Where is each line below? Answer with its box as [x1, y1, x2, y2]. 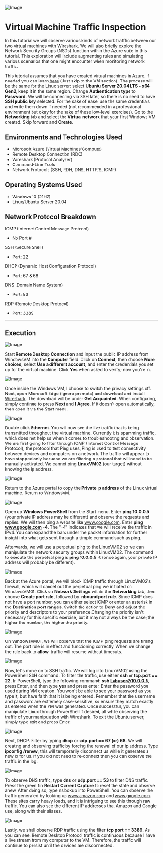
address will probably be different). [5, 559, 75, 565]
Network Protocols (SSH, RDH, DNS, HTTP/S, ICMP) [12, 166, 116, 172]
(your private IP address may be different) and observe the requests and [5, 514, 150, 520]
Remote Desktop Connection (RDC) [12, 151, 83, 157]
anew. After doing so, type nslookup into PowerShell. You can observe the [5, 787, 153, 793]
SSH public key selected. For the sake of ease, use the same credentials [5, 98, 150, 104]
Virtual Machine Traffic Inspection [5, 22, 146, 33]
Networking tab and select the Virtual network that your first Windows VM [5, 114, 156, 120]
